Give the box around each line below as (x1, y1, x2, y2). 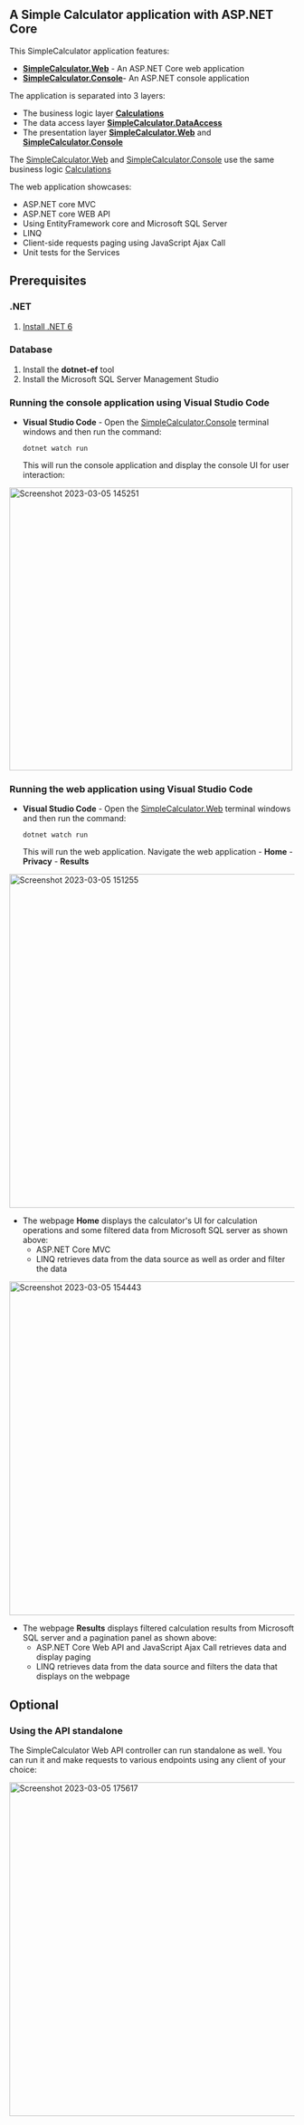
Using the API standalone (9, 1724, 124, 1737)
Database (9, 343, 52, 356)
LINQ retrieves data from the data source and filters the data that (35, 1661, 278, 1672)
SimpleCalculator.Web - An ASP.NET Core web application (22, 62, 245, 73)
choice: (9, 1765, 38, 1776)
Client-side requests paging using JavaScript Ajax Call (22, 237, 226, 248)
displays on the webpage (35, 1670, 130, 1682)
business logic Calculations (9, 163, 111, 175)
